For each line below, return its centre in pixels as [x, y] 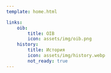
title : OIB [41, 33]
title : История [47, 50]
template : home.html [32, 12]
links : [14, 22]
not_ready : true [48, 61]
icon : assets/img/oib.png [60, 39]
